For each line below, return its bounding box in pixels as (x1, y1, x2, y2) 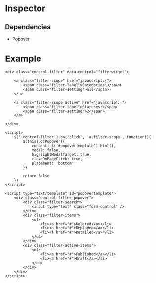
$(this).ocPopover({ (23, 139, 65, 144)
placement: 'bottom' (31, 161, 74, 166)
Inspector (5, 3, 46, 14)
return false (23, 173, 50, 178)
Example (5, 53, 41, 64)
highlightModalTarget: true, (31, 152, 92, 157)
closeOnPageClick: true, (31, 156, 83, 161)
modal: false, (31, 147, 61, 153)
